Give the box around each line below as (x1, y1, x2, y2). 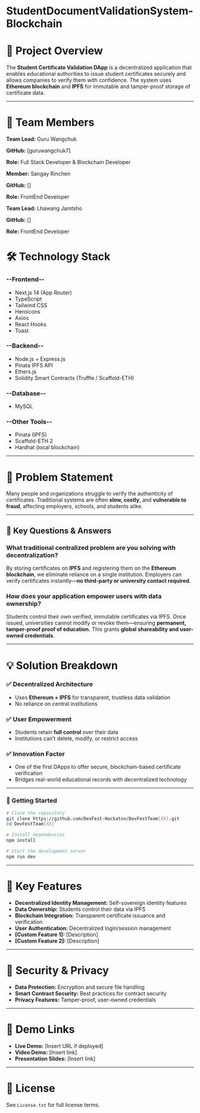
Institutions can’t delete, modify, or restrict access (14, 735, 138, 742)
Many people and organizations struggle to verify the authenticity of (6, 490, 173, 497)
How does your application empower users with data (6, 592, 162, 600)
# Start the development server (6, 848, 86, 854)
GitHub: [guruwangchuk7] (6, 147, 71, 154)
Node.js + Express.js (14, 355, 65, 362)
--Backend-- (6, 342, 43, 350)
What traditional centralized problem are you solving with (6, 543, 176, 552)
